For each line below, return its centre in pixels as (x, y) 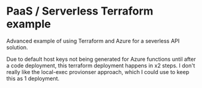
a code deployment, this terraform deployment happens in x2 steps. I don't (101, 66)
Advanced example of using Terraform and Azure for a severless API (93, 41)
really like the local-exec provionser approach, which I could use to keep (98, 72)
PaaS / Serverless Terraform (80, 11)
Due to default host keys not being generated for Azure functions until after (101, 59)
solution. (17, 47)
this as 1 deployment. (33, 78)
